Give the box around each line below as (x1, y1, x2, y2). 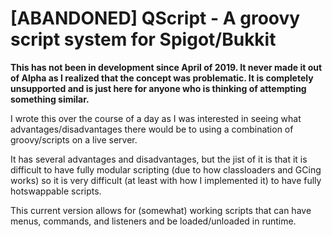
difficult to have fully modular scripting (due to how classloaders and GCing (10, 163, 322, 176)
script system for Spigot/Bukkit (10, 28, 277, 51)
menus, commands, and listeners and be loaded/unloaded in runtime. (10, 215, 297, 227)
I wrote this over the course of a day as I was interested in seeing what (10, 112, 302, 124)
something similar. (10, 93, 90, 105)
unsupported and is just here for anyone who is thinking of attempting (10, 82, 307, 94)
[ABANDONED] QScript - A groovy (10, 7, 301, 30)
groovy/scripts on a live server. (10, 133, 138, 146)
